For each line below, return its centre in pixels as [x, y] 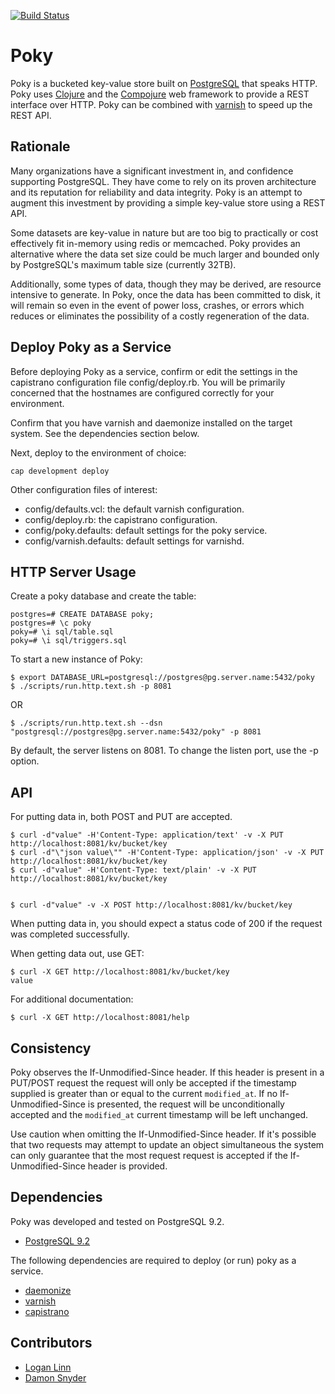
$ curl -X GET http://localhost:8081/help [100, 1018]
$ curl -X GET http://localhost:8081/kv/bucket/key [120, 972]
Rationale [40, 146]
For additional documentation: [72, 999]
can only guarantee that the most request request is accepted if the [149, 1155]
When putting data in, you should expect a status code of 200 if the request [166, 924]
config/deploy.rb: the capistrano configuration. [121, 519]
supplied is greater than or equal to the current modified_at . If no [144, 1093]
